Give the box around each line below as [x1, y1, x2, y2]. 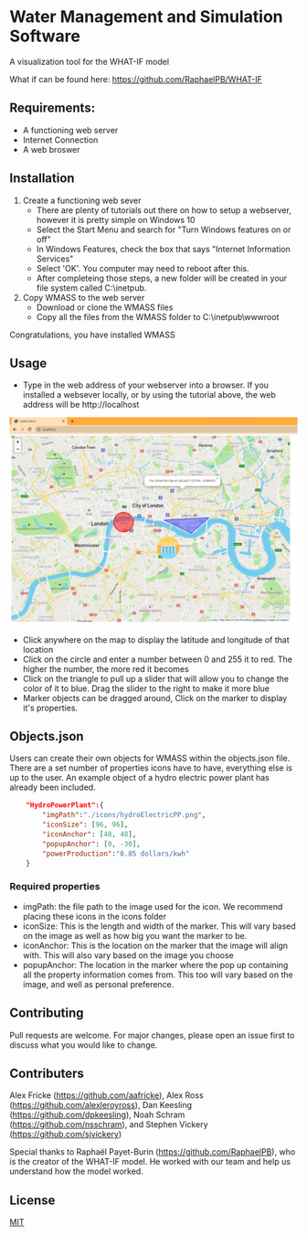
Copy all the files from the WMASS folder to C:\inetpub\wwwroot [36, 311, 280, 322]
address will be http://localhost [22, 400, 140, 410]
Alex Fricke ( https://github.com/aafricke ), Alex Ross [9, 1090, 204, 1101]
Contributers [9, 1066, 85, 1081]
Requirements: [9, 101, 96, 116]
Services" [36, 253, 74, 264]
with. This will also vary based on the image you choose [22, 949, 235, 961]
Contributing [9, 1006, 84, 1021]
